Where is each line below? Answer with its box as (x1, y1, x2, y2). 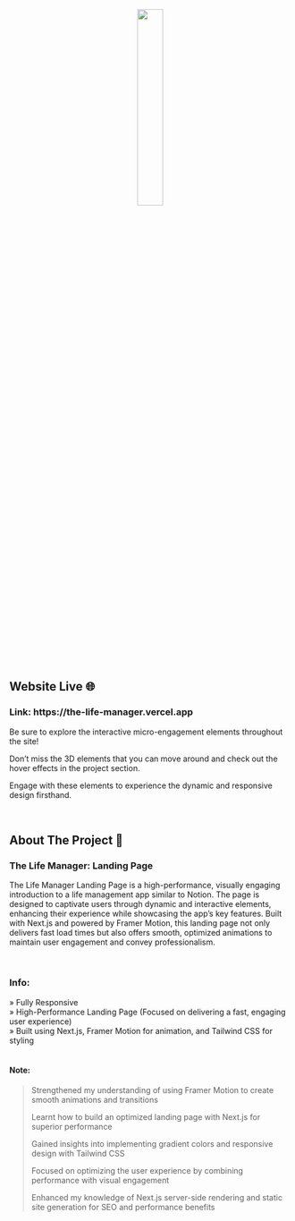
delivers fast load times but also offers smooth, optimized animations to (9, 928, 273, 938)
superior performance (30, 1121, 114, 1132)
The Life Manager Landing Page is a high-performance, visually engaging (9, 880, 281, 891)
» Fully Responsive (9, 996, 79, 1007)
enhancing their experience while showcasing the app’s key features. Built (9, 908, 282, 920)
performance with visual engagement (30, 1174, 170, 1185)
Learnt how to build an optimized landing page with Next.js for (30, 1111, 261, 1122)
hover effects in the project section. (9, 762, 140, 773)
